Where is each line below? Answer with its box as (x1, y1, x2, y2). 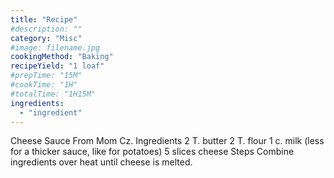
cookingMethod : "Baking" (10, 52, 114, 62)
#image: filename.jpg (10, 42, 101, 53)
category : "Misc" (10, 33, 83, 43)
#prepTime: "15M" (10, 71, 83, 81)
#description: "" (10, 24, 83, 34)
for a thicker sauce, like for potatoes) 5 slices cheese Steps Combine (10, 146, 295, 158)
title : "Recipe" (10, 14, 78, 25)
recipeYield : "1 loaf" (10, 61, 105, 71)
